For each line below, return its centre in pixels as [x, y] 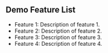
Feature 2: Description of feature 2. [58, 31]
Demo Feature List [41, 10]
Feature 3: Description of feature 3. [58, 37]
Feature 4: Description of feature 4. [58, 43]
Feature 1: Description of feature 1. [57, 24]
